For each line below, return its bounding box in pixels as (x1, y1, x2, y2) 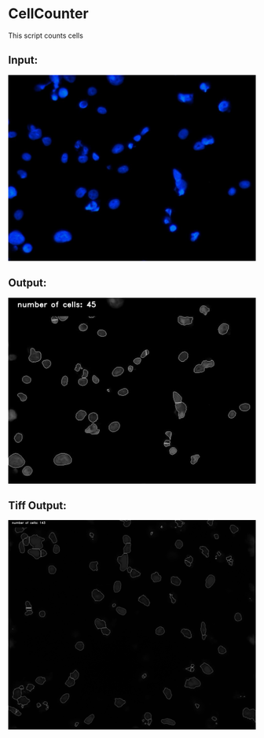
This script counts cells (8, 31, 84, 40)
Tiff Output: (8, 499, 67, 512)
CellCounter (8, 5, 89, 23)
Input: (8, 54, 38, 67)
